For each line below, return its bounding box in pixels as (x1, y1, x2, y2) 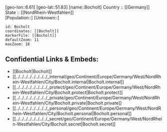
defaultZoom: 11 (5, 37, 39, 42)
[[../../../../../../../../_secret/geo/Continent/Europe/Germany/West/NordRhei (12, 116, 163, 122)
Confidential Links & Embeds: (5, 55, 99, 64)
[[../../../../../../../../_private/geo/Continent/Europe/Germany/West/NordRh (12, 94, 161, 101)
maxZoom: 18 (5, 42, 30, 47)
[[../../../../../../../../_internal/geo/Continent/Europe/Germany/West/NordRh (12, 73, 162, 79)
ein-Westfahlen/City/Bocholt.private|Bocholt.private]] (12, 100, 122, 106)
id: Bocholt (5, 24, 30, 29)
